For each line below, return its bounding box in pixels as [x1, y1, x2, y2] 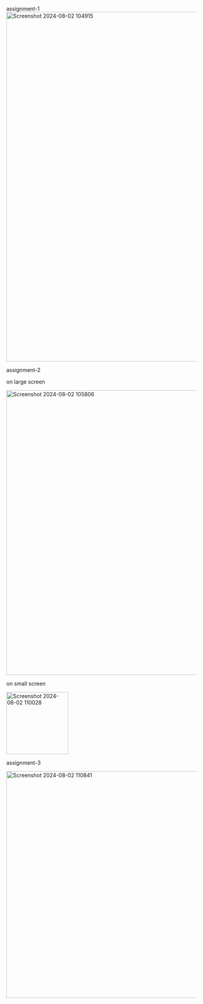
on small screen [6, 680, 46, 687]
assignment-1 [6, 5, 40, 12]
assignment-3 [6, 759, 41, 766]
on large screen [6, 378, 45, 385]
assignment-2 [6, 367, 41, 373]
